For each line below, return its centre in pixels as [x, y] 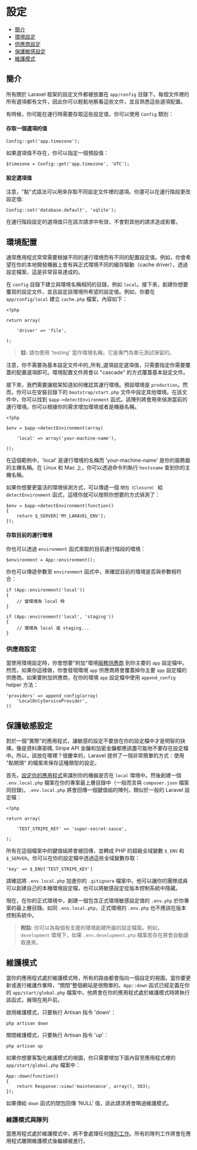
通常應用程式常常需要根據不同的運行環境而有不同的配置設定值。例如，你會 [96, 257]
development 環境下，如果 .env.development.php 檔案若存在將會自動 [102, 935]
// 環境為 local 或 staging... [53, 628]
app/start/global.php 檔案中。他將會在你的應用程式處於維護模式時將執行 [101, 993]
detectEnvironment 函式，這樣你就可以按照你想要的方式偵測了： [83, 494]
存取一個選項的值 [27, 128]
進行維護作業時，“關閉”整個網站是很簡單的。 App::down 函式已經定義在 [100, 985]
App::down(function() [33, 1076]
